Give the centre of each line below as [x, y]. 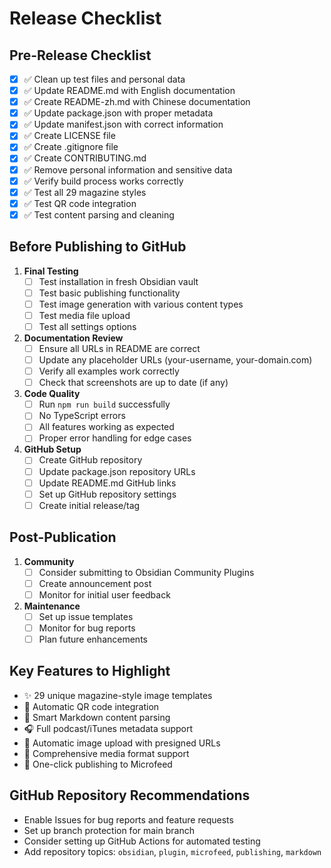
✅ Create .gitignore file [71, 147]
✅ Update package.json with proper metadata [118, 113]
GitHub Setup [52, 449]
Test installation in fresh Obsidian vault [118, 281]
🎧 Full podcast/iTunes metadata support [108, 728]
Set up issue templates [86, 616]
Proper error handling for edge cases [115, 438]
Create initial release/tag [89, 505]
